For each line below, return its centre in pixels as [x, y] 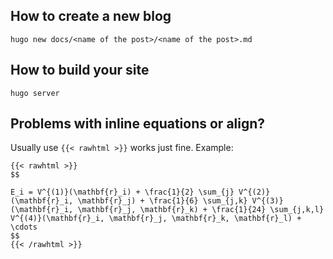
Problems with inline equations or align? [138, 124]
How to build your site [80, 70]
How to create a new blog [91, 16]
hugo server [35, 93]
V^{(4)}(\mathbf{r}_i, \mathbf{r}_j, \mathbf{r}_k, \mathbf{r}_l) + [156, 219]
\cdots [24, 227]
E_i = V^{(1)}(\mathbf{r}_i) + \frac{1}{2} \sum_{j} [122, 192]
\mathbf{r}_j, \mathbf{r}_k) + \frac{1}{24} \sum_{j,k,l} [201, 210]
